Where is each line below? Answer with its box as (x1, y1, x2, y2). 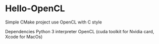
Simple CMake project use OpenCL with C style (5, 19, 103, 25)
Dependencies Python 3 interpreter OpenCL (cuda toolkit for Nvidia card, (5, 28, 155, 34)
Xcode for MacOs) (5, 34, 43, 40)
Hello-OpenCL (5, 3, 65, 14)
